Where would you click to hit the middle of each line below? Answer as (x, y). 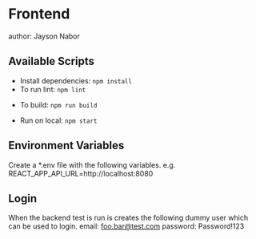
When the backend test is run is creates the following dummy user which (128, 218)
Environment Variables (66, 146)
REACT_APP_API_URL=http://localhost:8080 (81, 173)
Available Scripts (51, 61)
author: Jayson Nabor (44, 36)
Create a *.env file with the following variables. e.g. (92, 164)
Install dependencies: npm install (76, 80)
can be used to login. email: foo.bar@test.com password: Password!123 (126, 226)
